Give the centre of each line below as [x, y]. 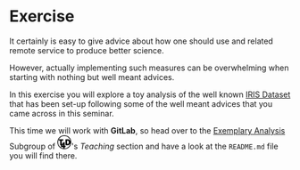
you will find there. [43, 155]
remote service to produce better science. [87, 50]
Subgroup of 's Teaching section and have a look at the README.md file [144, 146]
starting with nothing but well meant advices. [92, 77]
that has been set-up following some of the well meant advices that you [141, 103]
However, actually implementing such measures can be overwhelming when [149, 68]
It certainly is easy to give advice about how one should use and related [142, 41]
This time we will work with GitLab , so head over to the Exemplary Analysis [147, 130]
